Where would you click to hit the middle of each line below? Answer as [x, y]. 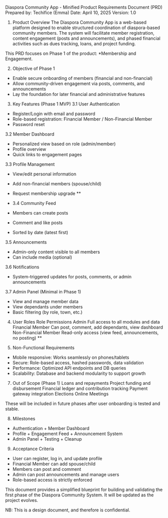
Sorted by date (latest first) [40, 232]
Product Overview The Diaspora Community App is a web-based [79, 22]
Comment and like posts [37, 223]
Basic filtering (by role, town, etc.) [47, 312]
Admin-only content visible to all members [56, 252]
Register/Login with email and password [54, 114]
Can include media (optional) [42, 257]
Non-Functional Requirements [43, 348]
